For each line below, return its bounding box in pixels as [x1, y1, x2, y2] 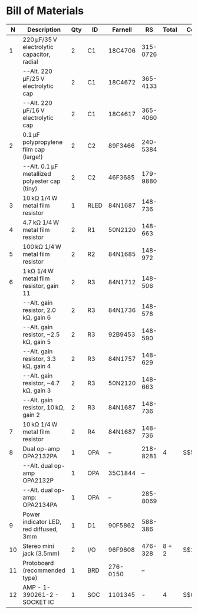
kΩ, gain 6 [22, 313, 51, 321]
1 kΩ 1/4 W [22, 267, 54, 275]
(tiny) [22, 184, 38, 192]
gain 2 [22, 411, 40, 419]
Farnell [111, 25, 133, 34]
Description [27, 25, 61, 34]
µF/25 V [22, 74, 45, 83]
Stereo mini [22, 541, 54, 550]
